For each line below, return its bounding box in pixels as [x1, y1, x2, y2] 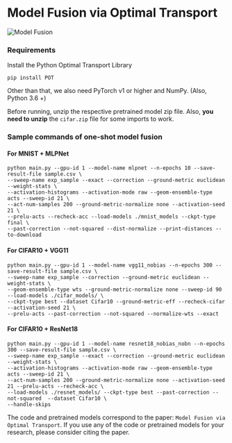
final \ [7, 219, 30, 226]
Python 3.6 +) [7, 94, 47, 102]
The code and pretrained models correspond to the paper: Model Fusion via [7, 413, 226, 421]
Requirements [7, 45, 56, 55]
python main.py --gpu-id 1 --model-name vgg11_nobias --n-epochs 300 [7, 262, 213, 269]
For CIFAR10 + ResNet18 [7, 325, 78, 333]
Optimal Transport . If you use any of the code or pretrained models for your [7, 420, 224, 428]
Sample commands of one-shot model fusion [7, 132, 163, 142]
